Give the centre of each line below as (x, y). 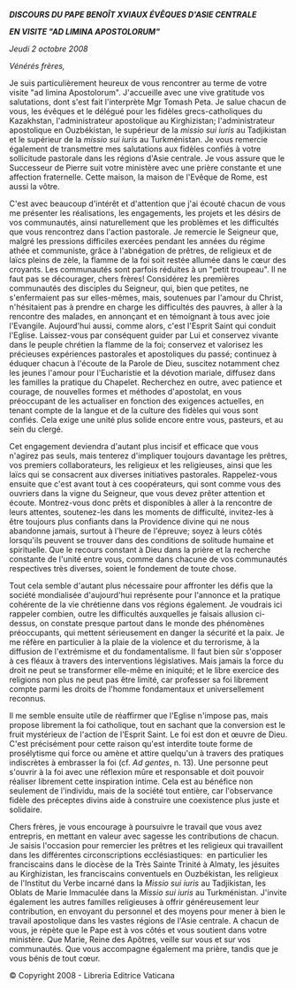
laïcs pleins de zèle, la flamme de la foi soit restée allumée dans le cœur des (148, 260)
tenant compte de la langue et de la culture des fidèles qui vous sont (134, 410)
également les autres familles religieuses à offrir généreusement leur (134, 902)
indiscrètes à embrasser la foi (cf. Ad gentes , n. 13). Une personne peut (139, 763)
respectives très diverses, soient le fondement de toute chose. (123, 568)
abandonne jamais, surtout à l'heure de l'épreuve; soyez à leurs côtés (136, 531)
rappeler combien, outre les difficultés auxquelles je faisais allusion (131, 614)
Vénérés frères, (37, 66)
